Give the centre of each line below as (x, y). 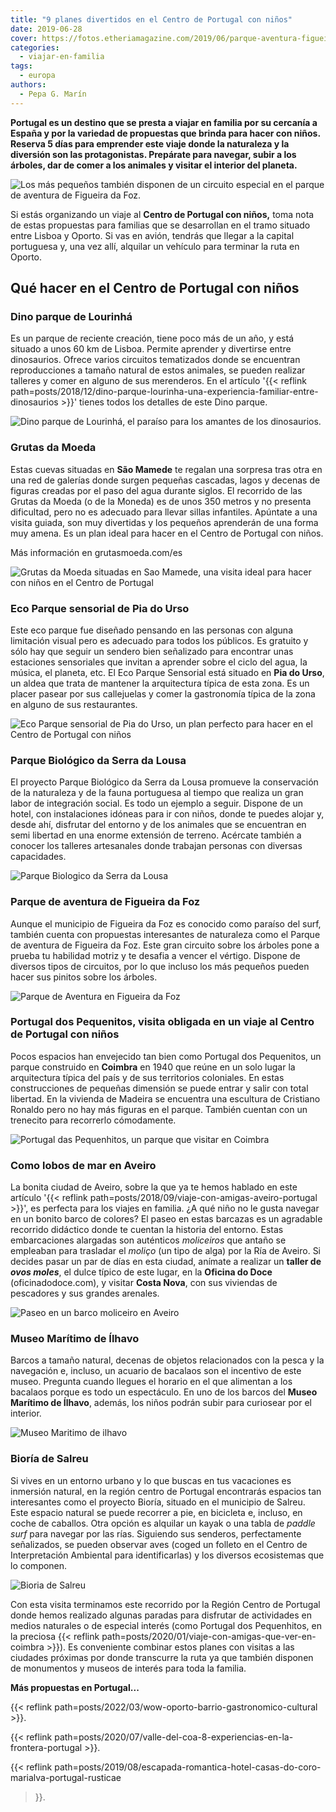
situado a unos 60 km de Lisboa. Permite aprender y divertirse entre (151, 349)
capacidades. (38, 857)
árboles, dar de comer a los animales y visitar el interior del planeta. (154, 165)
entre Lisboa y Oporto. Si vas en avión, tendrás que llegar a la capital (152, 235)
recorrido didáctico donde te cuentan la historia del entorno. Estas (147, 1230)
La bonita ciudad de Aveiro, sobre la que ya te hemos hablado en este (154, 1187)
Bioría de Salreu (49, 1459)
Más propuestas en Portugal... (75, 1687)
